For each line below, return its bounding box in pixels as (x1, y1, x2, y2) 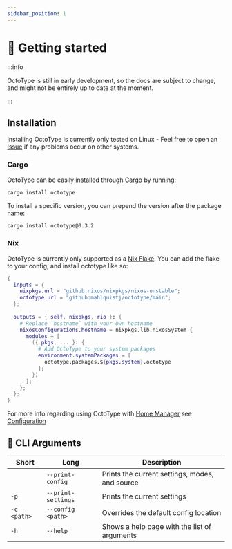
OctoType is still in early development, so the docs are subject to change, (7, 76, 216, 84)
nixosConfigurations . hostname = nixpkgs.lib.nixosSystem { (19, 326, 193, 333)
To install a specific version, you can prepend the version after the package (7, 201, 222, 210)
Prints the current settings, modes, (101, 469, 214, 479)
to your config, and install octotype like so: (7, 261, 128, 270)
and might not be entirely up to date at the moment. (7, 84, 154, 92)
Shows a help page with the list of (101, 522, 212, 532)
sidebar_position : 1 (7, 10, 67, 17)
